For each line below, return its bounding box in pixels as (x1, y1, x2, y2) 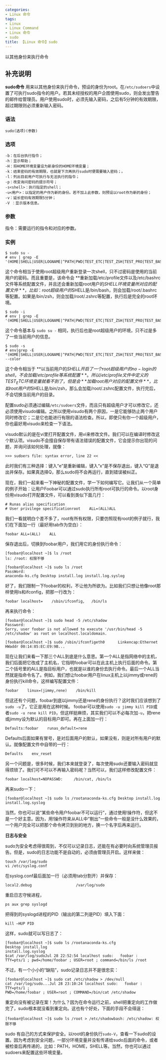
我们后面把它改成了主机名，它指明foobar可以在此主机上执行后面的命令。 (5, 659, 153, 665)
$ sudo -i (5, 309, 26, 314)
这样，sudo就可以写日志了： (5, 930, 63, 936)
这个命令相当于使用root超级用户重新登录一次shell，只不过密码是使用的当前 (5, 268, 157, 274)
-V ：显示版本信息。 (5, 201, 41, 206)
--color (5, 356, 21, 361)
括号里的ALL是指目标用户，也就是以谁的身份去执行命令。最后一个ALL (13, 665, 155, 672)
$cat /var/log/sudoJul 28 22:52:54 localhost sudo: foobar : (5, 953, 138, 958)
